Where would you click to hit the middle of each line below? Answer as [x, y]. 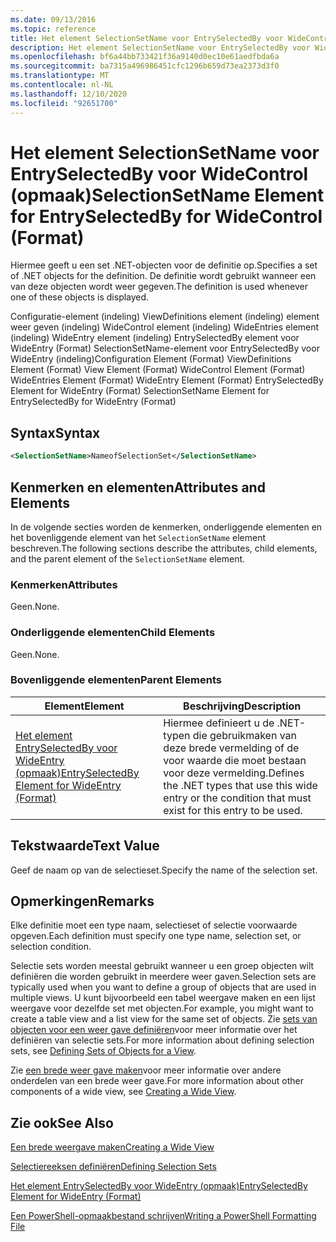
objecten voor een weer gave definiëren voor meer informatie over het [154, 1030]
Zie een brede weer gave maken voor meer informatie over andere [146, 1070]
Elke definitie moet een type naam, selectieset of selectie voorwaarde [154, 925]
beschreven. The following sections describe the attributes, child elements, [164, 548]
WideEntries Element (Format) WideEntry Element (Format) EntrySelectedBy [167, 380]
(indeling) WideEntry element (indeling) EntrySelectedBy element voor [155, 338]
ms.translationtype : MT [60, 76]
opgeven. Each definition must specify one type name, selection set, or [156, 936]
